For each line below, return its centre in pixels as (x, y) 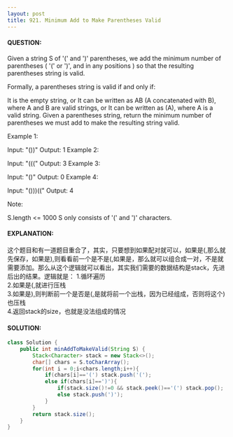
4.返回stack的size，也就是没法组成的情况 (66, 311)
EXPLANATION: (30, 234)
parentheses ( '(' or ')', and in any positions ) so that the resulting (101, 65)
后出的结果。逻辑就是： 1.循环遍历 (56, 276)
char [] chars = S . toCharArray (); (81, 362)
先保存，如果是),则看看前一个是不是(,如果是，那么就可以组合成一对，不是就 (115, 258)
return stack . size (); (64, 414)
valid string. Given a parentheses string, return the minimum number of (110, 115)
